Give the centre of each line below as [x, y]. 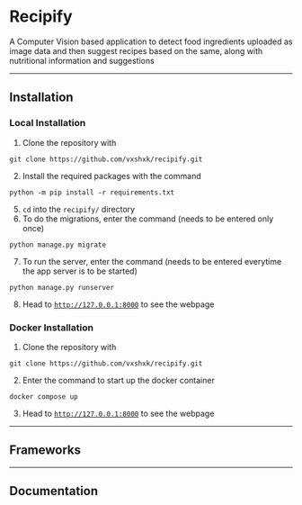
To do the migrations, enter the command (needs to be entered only [148, 219]
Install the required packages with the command [111, 176]
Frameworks [45, 451]
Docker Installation [52, 328]
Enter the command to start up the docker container [119, 380]
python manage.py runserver [62, 287]
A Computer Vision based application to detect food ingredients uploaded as [151, 41]
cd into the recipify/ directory [79, 209]
